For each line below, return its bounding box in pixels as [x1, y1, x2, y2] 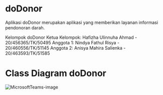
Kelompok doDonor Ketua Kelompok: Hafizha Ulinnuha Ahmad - [5, 34, 137, 40]
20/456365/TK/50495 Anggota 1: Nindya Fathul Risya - [5, 39, 119, 45]
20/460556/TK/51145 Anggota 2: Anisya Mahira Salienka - [5, 45, 126, 51]
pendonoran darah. [5, 24, 45, 30]
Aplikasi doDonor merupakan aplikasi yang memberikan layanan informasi [5, 19, 158, 25]
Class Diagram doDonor [5, 68, 106, 79]
